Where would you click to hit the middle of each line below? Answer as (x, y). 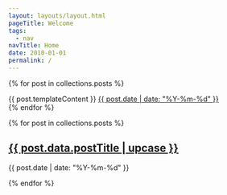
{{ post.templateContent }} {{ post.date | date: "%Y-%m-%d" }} (114, 99)
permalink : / (30, 61)
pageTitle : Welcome (41, 23)
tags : (17, 30)
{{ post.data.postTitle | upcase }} (93, 148)
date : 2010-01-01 (37, 53)
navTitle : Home (34, 46)
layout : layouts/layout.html (57, 16)
